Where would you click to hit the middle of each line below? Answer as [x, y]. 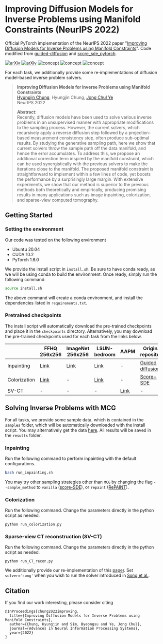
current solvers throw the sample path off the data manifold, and [81, 148]
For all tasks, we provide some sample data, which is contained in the [74, 419]
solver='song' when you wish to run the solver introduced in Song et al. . [77, 575]
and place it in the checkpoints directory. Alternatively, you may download [79, 331]
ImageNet [78, 348]
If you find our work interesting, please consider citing [59, 603]
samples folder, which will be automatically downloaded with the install [75, 425]
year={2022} [22, 633]
